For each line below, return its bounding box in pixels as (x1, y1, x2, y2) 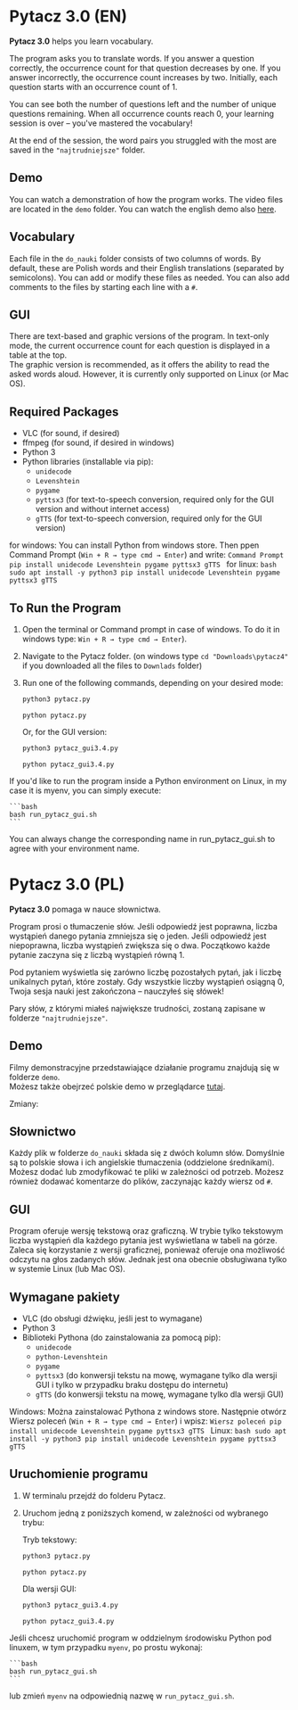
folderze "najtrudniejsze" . (9, 1012, 109, 1023)
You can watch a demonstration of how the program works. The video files (9, 194, 283, 204)
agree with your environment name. (9, 843, 140, 854)
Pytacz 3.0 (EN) (9, 6, 127, 27)
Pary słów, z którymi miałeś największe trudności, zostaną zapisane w (9, 1003, 266, 1013)
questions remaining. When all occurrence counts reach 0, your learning (9, 108, 274, 119)
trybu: (21, 1516, 44, 1527)
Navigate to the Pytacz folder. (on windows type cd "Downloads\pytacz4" (21, 651, 289, 661)
